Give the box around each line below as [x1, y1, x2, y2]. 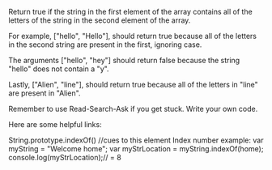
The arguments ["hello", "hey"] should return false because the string [8, 56, 240, 65]
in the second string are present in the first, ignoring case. [8, 40, 202, 49]
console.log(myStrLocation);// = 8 [8, 153, 121, 162]
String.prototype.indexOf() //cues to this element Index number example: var [8, 135, 264, 145]
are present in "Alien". [8, 88, 81, 98]
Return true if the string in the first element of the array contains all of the [8, 7, 253, 16]
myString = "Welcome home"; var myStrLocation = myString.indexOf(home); [8, 144, 264, 153]
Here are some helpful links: [8, 120, 103, 129]
